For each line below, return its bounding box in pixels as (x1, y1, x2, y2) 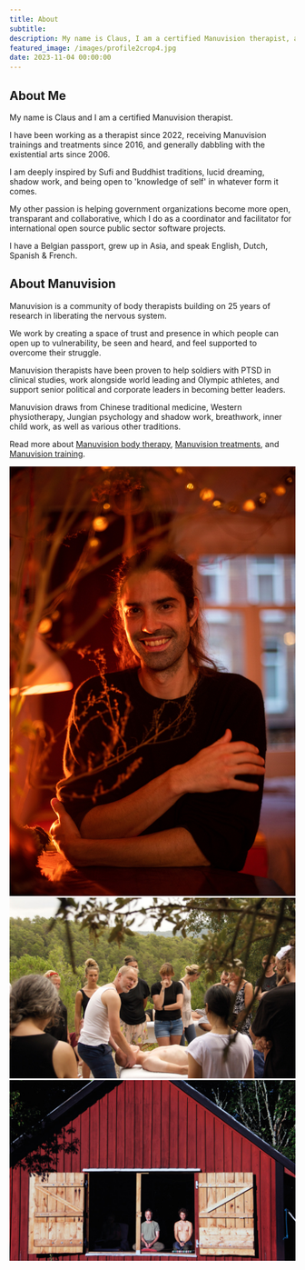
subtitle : (9, 24, 47, 34)
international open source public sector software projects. (9, 223, 227, 234)
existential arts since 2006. (9, 148, 111, 159)
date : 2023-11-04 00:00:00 (9, 53, 112, 63)
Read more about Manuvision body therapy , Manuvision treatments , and (9, 438, 280, 449)
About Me (9, 87, 66, 104)
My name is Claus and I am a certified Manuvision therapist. (9, 112, 233, 123)
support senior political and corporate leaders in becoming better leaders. (9, 384, 286, 395)
